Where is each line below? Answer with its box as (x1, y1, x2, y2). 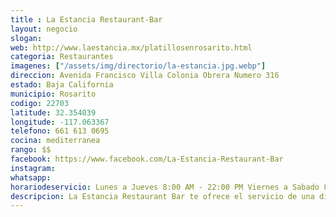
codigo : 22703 (10, 98, 70, 108)
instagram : (10, 163, 56, 173)
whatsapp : (10, 172, 52, 183)
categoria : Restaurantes (10, 52, 114, 62)
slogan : (10, 33, 43, 43)
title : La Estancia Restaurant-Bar (10, 14, 163, 25)
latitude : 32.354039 (10, 107, 97, 118)
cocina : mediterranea (10, 136, 101, 146)
